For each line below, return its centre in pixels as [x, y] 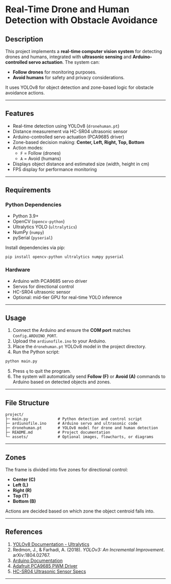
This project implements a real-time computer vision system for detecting [84, 51]
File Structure [27, 403]
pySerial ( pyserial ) [33, 237]
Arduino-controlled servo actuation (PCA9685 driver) [68, 137]
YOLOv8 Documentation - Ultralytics [51, 544]
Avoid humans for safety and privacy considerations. [68, 77]
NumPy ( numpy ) [28, 232]
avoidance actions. [25, 93]
